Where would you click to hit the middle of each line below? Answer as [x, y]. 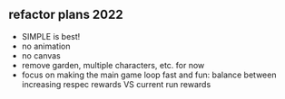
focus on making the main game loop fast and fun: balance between [149, 75]
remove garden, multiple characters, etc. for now [113, 65]
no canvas [41, 55]
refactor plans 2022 [66, 15]
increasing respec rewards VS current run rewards [116, 84]
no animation [46, 46]
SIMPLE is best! [51, 36]
